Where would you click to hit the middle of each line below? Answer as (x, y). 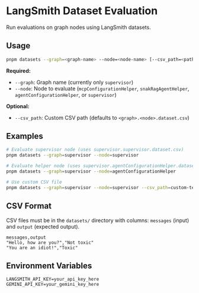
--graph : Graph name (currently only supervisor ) (74, 82)
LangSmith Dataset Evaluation (82, 11)
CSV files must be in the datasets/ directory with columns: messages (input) (98, 220)
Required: (18, 71)
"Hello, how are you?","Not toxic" (50, 242)
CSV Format (29, 206)
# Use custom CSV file (34, 182)
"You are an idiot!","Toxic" (42, 248)
